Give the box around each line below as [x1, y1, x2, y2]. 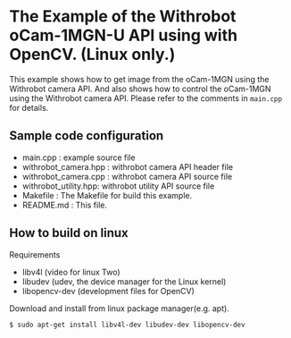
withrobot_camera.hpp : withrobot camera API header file [21, 161, 234, 172]
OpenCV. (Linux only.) [9, 45, 176, 64]
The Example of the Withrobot [9, 6, 237, 27]
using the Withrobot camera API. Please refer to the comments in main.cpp [9, 92, 283, 104]
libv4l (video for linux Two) [21, 266, 121, 277]
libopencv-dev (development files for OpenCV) [21, 285, 195, 296]
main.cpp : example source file [21, 152, 136, 163]
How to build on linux [9, 225, 129, 241]
